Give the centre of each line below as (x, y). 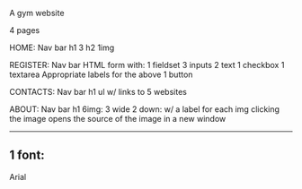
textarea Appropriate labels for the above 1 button (101, 74)
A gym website (37, 13)
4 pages (25, 30)
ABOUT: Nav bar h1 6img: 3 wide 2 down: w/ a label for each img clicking (145, 109)
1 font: (27, 155)
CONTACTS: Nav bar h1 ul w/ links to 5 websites (98, 92)
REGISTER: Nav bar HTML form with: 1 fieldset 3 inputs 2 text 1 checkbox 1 (147, 65)
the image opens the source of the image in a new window (118, 119)
